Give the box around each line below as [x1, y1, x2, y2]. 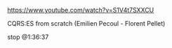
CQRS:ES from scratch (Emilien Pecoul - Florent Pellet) [7, 19, 166, 27]
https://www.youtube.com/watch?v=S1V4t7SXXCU [7, 6, 154, 14]
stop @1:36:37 [7, 33, 49, 41]
